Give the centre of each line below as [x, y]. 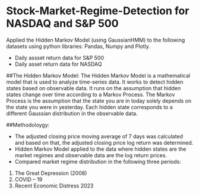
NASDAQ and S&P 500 [62, 23]
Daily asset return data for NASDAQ [58, 64]
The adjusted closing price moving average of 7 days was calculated [99, 136]
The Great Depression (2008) [51, 173]
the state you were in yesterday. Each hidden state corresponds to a [90, 107]
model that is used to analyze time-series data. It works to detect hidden [95, 82]
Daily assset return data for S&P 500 [59, 58]
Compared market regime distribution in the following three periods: [98, 161]
